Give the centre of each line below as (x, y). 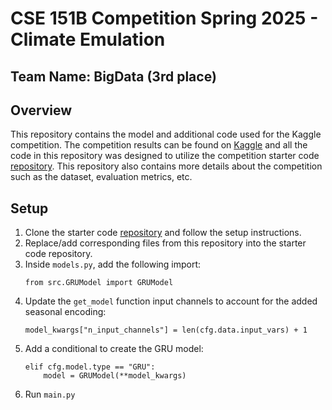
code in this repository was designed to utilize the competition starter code (165, 156)
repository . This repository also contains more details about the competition (166, 166)
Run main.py (50, 394)
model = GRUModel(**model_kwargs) (115, 376)
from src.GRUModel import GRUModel (99, 283)
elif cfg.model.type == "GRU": (90, 367)
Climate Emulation (88, 39)
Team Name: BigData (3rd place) (113, 76)
